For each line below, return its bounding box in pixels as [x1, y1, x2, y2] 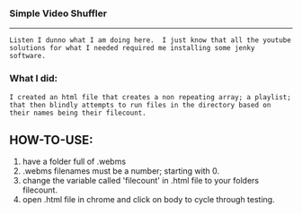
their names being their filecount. [9, 108, 147, 117]
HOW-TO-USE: [9, 133, 93, 148]
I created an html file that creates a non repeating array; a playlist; [9, 92, 292, 101]
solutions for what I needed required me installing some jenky [9, 44, 255, 53]
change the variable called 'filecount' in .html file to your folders [22, 175, 260, 186]
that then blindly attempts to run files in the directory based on [9, 100, 271, 109]
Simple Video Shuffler [9, 7, 108, 20]
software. [9, 52, 47, 61]
